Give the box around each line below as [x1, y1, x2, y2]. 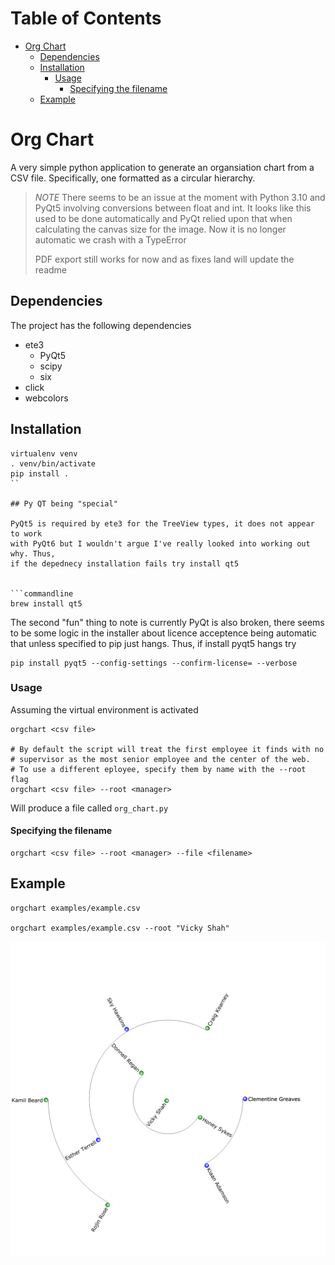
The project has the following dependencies [10, 319, 192, 331]
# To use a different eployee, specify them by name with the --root [10, 764, 307, 774]
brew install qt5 [10, 598, 83, 609]
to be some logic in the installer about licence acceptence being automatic [10, 627, 318, 639]
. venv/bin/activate [10, 458, 97, 469]
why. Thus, [10, 548, 56, 559]
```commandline [10, 588, 74, 599]
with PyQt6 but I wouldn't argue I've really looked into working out [10, 538, 311, 549]
